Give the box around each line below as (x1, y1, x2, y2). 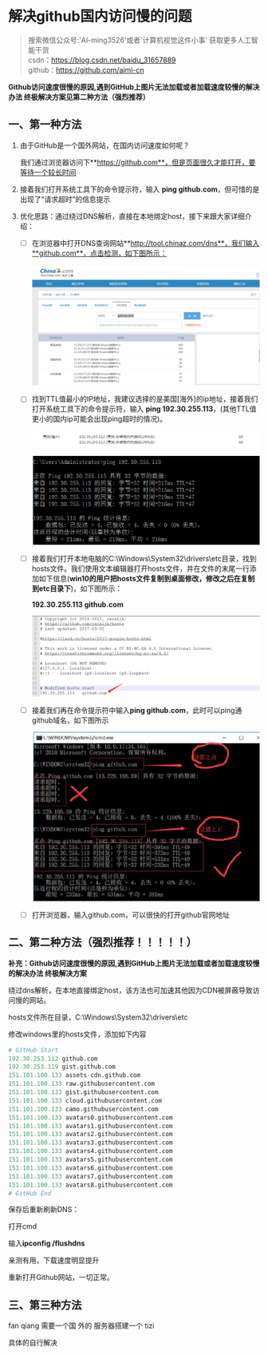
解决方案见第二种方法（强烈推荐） (37, 92, 150, 101)
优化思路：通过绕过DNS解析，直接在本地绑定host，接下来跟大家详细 (19, 211, 246, 220)
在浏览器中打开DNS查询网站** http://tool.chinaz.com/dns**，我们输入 (31, 238, 260, 248)
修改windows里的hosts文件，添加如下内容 (8, 1029, 147, 1039)
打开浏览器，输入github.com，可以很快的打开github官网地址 (31, 909, 230, 919)
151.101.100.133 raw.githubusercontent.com (8, 1080, 156, 1088)
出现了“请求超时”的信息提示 (19, 194, 111, 204)
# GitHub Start (8, 1046, 59, 1054)
